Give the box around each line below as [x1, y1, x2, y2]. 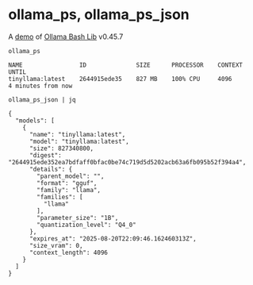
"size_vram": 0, [29, 241, 83, 249]
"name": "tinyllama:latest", [29, 130, 126, 138]
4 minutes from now [8, 82, 73, 90]
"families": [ [36, 193, 83, 201]
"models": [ [15, 117, 56, 125]
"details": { [29, 165, 73, 173]
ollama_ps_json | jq [8, 95, 77, 104]
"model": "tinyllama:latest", [29, 137, 129, 145]
